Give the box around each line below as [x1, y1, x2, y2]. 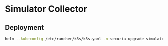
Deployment [5, 23, 44, 32]
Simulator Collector [5, 3, 87, 15]
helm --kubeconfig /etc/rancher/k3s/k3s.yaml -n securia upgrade [5, 36, 144, 41]
